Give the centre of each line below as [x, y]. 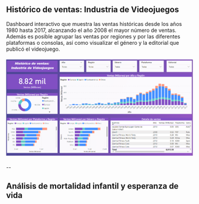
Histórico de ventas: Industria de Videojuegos [93, 10]
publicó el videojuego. [33, 49]
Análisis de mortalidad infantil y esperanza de [92, 186]
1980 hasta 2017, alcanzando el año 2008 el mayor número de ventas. [91, 30]
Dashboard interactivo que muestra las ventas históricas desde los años [94, 24]
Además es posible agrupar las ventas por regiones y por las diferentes [93, 36]
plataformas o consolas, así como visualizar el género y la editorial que [93, 42]
